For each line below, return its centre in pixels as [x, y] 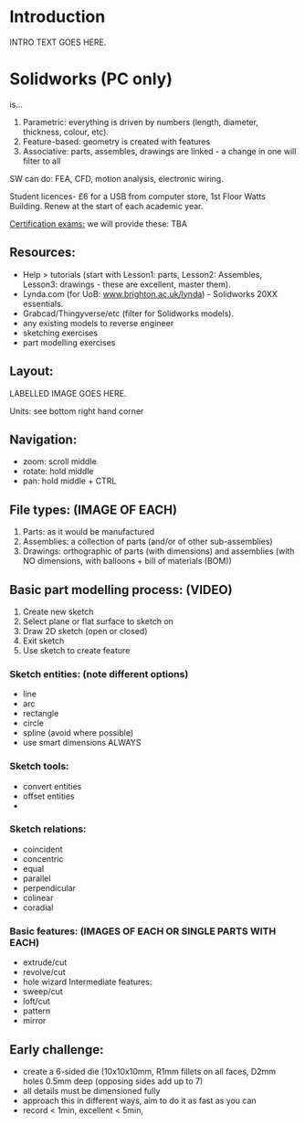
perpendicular [49, 887]
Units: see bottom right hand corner [77, 411]
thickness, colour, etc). [66, 132]
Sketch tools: [40, 767]
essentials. [43, 303]
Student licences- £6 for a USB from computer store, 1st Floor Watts [138, 196]
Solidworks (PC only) [91, 79]
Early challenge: [57, 1050]
